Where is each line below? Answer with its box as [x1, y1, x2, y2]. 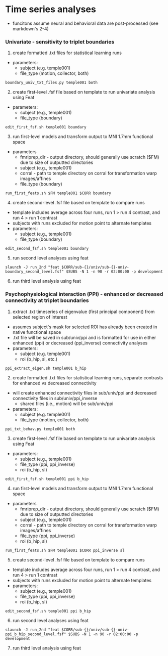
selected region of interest [12, 314, 67, 320]
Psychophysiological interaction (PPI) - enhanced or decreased [5, 291, 163, 298]
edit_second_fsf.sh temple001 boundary [5, 246, 89, 251]
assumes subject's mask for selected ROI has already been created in [12, 324, 157, 330]
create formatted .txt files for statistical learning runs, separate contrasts [12, 374, 163, 380]
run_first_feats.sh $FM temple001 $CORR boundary [5, 191, 112, 196]
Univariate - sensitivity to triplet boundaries [5, 38, 115, 45]
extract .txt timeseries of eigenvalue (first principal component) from [12, 309, 155, 315]
